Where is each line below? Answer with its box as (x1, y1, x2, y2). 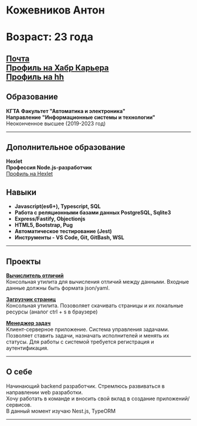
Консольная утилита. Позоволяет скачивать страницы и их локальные (6, 302, 184, 309)
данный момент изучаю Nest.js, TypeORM (11, 407, 116, 414)
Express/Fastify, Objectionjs (14, 215, 86, 223)
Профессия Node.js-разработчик (6, 164, 92, 171)
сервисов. (6, 401, 32, 408)
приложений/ (156, 395, 190, 402)
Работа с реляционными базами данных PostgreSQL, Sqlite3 (14, 209, 171, 216)
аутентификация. (6, 345, 49, 352)
